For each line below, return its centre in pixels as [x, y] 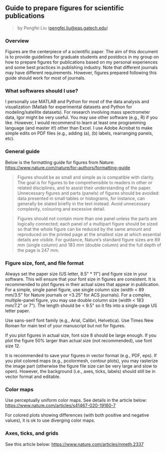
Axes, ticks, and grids [32, 433]
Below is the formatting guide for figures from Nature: [60, 162]
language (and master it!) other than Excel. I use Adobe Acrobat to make [79, 128]
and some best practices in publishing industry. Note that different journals [82, 68]
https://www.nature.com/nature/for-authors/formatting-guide [68, 167]
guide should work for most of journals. [45, 78]
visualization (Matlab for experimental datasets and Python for [69, 107]
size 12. [13, 346]
